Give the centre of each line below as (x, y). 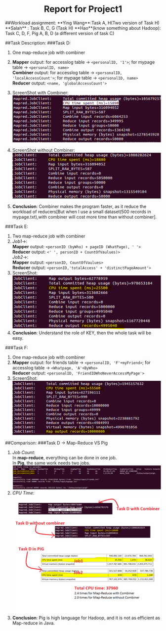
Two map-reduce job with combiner (49, 236)
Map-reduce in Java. (34, 623)
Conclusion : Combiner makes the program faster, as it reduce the (79, 206)
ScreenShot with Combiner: (40, 92)
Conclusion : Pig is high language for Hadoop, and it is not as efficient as (86, 618)
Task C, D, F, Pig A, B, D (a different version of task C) (60, 33)
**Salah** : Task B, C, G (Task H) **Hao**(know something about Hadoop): (83, 28)
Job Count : (24, 452)
